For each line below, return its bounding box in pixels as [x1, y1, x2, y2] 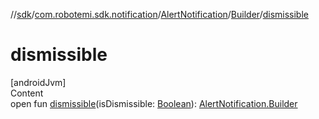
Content [10, 87, 44, 99]
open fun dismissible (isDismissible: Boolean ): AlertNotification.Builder [10, 97, 298, 109]
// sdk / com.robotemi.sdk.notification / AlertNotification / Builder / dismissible [10, 9, 309, 20]
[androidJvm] [10, 76, 67, 88]
